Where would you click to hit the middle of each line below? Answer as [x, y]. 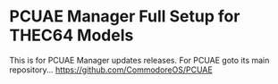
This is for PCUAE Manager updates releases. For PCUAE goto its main [139, 60]
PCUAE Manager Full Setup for [125, 17]
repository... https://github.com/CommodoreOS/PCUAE [111, 70]
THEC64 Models [72, 35]
